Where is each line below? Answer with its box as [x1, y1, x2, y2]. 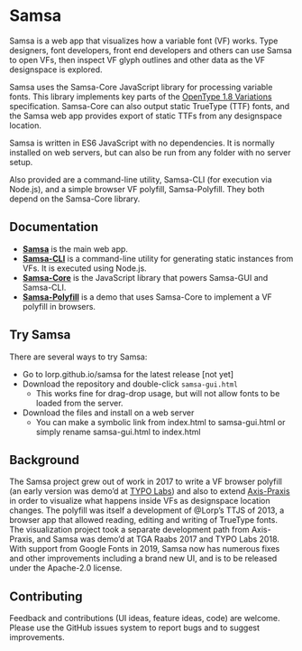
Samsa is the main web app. [22, 243, 129, 254]
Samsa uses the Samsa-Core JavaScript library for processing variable [9, 81, 273, 92]
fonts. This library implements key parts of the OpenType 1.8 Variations [9, 91, 272, 102]
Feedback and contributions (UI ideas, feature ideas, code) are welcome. [9, 613, 281, 624]
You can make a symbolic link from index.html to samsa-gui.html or [35, 416, 286, 427]
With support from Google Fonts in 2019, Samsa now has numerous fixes [9, 544, 280, 554]
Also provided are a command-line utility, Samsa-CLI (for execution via [9, 173, 272, 185]
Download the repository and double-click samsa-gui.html [22, 378, 239, 389]
